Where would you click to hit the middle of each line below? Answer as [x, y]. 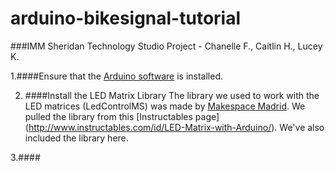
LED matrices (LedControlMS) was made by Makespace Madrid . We [165, 106]
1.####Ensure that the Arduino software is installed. [116, 76]
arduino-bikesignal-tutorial [126, 18]
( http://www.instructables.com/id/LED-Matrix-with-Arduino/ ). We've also [174, 127]
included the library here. [76, 138]
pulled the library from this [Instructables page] [122, 116]
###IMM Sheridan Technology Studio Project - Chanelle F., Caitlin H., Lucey [166, 46]
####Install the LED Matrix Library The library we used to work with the [172, 95]
